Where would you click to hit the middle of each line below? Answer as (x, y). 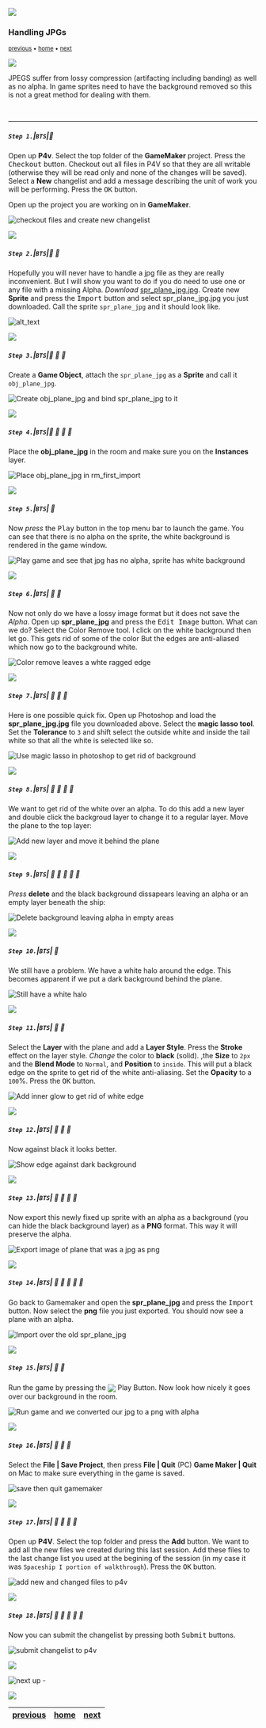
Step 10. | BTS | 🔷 (34, 951)
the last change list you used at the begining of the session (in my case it (127, 1558)
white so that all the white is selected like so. (81, 741)
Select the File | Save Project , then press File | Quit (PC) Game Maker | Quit (133, 1464)
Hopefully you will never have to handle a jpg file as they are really (116, 273)
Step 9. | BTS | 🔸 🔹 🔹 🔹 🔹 (44, 874)
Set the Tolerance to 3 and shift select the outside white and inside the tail (129, 732)
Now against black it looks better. (63, 1149)
